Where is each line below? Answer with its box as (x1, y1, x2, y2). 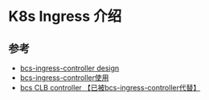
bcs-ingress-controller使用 (19, 73, 109, 82)
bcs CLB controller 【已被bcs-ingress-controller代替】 (19, 83, 201, 92)
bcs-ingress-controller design (19, 63, 120, 73)
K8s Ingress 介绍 (8, 7, 122, 26)
